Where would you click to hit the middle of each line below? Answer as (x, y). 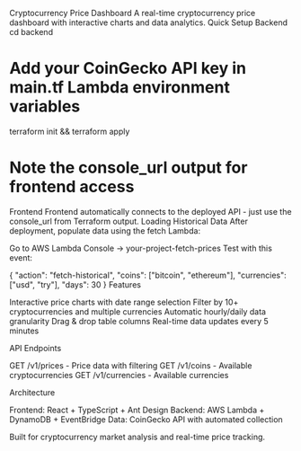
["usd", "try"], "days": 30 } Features (75, 284)
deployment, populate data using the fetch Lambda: (105, 230)
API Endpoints (35, 348)
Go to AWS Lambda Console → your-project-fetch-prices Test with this (141, 248)
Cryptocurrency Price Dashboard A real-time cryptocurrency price (133, 13)
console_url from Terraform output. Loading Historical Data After (129, 221)
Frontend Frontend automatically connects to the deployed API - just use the (150, 211)
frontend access (72, 187)
